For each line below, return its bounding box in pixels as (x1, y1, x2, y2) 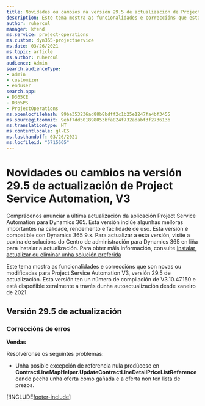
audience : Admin (6, 60, 48, 66)
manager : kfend (6, 26, 45, 32)
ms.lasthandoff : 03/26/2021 (6, 134, 78, 140)
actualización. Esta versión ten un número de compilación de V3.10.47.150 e (6, 275, 196, 283)
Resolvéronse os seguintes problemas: (6, 350, 104, 358)
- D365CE (6, 94, 29, 100)
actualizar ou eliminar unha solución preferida (6, 251, 121, 258)
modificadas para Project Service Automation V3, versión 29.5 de (6, 269, 171, 277)
